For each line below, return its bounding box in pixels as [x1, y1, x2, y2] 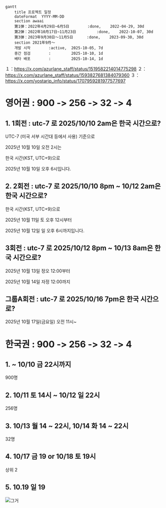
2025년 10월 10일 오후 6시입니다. [5, 166, 71, 172]
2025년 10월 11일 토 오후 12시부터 [5, 217, 72, 223]
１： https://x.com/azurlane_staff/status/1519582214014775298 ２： [5, 66, 147, 72]
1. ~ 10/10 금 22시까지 [5, 360, 71, 369]
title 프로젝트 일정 [14, 10, 52, 15]
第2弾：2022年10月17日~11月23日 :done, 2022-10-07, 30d [14, 29, 153, 35]
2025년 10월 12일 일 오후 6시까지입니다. [5, 227, 85, 233]
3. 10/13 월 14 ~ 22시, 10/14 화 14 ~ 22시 [5, 421, 129, 430]
